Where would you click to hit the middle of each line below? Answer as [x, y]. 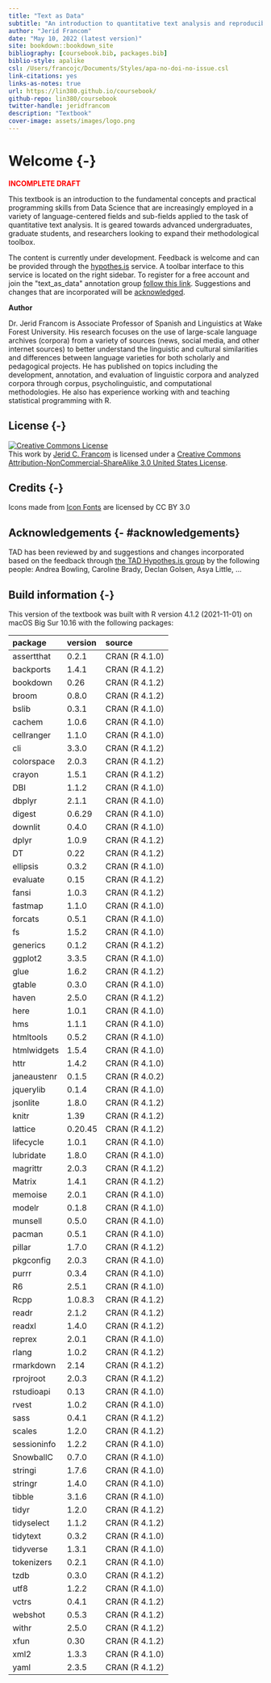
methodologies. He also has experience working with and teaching [119, 392]
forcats [26, 919]
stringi [24, 1471]
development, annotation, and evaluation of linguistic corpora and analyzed [134, 374]
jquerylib [29, 1090]
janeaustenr [35, 1077]
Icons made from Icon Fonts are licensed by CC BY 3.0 [100, 507]
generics [29, 945]
